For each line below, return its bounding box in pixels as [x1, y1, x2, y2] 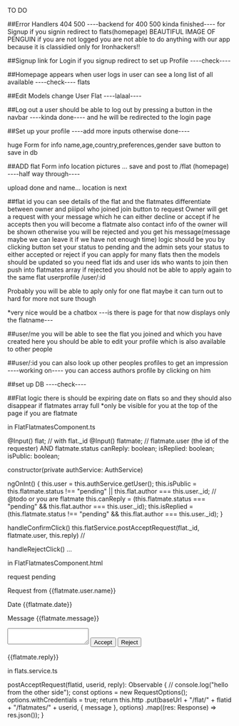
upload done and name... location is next [7, 183, 127, 192]
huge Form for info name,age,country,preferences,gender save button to [7, 140, 221, 149]
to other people [7, 345, 53, 353]
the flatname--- [7, 316, 54, 324]
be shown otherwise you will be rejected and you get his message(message [7, 227, 230, 236]
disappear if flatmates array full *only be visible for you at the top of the [7, 402, 218, 409]
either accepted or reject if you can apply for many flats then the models [7, 250, 220, 259]
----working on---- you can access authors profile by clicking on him [7, 367, 211, 374]
